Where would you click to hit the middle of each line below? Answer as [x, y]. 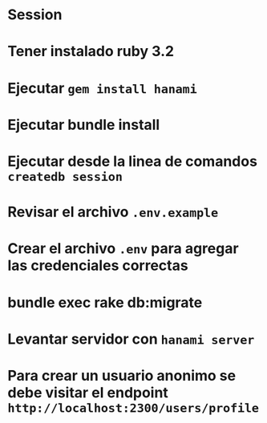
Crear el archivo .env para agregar [123, 249]
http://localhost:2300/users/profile [133, 408]
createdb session [65, 177]
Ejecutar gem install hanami [102, 88]
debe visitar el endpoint [88, 392]
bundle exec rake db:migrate [105, 302]
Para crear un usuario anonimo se [122, 375]
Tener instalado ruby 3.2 [91, 52]
